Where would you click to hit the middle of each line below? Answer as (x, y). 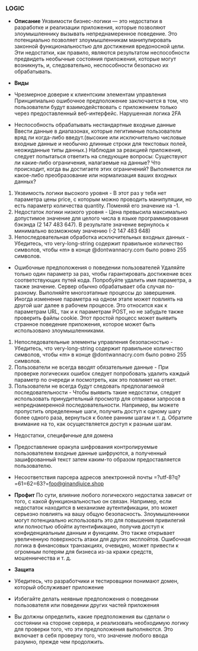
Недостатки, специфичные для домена (63, 435)
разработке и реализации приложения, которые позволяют (90, 27)
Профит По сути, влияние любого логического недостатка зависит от (103, 495)
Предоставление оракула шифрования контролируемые (86, 447)
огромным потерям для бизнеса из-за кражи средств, (84, 552)
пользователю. (33, 466)
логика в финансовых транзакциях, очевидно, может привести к (96, 545)
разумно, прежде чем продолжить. (59, 642)
